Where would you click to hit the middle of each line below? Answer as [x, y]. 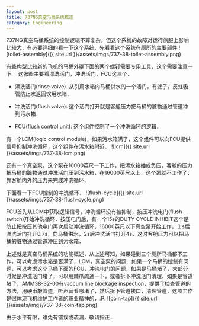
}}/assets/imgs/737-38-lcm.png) [46, 153]
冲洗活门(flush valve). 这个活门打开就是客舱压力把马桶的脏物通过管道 [99, 107]
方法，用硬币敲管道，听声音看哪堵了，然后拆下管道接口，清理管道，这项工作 [99, 291]
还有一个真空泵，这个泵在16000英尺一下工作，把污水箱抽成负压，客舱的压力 [99, 165]
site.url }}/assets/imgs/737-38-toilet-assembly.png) [118, 55]
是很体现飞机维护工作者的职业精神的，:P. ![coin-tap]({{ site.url [82, 298]
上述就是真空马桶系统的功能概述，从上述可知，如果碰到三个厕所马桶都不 [94, 254]
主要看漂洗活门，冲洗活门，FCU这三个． [83, 74]
